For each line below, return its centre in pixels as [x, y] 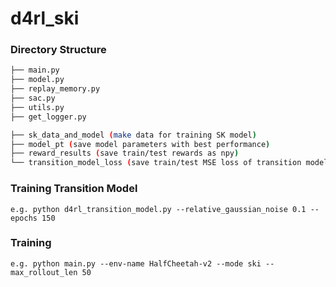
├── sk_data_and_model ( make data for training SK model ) [133, 135]
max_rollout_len [44, 272]
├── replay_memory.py [55, 89]
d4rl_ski [45, 18]
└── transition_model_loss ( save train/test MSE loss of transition [156, 163]
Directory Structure [58, 50]
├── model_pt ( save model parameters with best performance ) [140, 144]
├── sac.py [33, 98]
